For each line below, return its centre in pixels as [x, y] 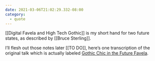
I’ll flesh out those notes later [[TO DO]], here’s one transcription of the [78, 48]
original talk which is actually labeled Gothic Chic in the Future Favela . [77, 53]
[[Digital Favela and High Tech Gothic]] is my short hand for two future [77, 33]
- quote [18, 19]
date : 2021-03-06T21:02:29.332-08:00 [44, 10]
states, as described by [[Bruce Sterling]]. [48, 38]
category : [15, 14]
